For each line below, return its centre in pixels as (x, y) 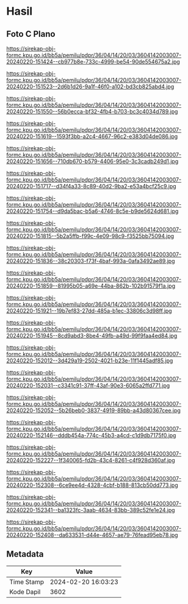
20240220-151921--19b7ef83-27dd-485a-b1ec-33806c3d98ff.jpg (89, 311)
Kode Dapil (25, 592)
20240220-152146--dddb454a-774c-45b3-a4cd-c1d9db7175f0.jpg (91, 435)
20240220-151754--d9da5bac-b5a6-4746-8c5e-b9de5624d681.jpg (92, 211)
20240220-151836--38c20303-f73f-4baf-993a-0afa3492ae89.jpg (91, 261)
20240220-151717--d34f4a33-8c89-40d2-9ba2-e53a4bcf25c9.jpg (91, 186)
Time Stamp (27, 582)
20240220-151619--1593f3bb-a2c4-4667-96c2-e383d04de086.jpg (92, 136)
